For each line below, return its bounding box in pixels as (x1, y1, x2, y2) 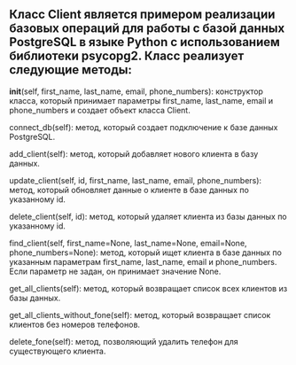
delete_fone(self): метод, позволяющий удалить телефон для (9, 336, 238, 346)
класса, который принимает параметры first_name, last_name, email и (9, 95, 274, 105)
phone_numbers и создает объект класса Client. (9, 105, 191, 115)
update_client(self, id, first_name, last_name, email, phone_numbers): (9, 175, 262, 185)
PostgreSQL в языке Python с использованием (9, 35, 281, 50)
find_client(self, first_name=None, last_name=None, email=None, (9, 237, 247, 248)
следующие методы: (9, 62, 133, 78)
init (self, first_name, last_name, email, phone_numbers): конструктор (9, 86, 264, 97)
